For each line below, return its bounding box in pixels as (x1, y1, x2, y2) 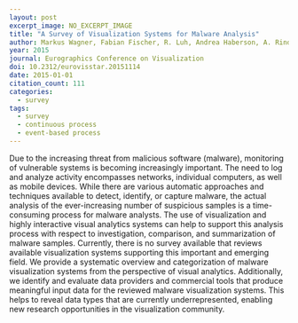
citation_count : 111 (9, 79, 86, 88)
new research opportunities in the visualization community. (9, 303, 225, 314)
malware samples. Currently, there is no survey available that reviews (9, 237, 263, 248)
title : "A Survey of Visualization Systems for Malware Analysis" (9, 29, 260, 38)
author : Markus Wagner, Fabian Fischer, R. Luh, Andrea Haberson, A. (9, 37, 272, 47)
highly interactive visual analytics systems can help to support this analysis (9, 218, 284, 229)
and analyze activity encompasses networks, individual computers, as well (9, 171, 282, 182)
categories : (9, 87, 53, 96)
